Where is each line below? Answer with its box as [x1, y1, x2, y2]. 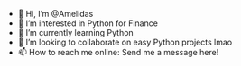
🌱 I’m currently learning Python [17, 28, 134, 37]
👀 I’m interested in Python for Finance [17, 18, 158, 29]
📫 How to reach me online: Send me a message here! [17, 47, 219, 57]
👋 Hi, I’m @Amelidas [17, 9, 94, 19]
